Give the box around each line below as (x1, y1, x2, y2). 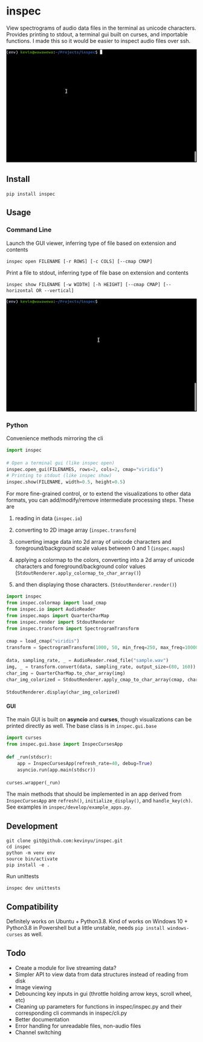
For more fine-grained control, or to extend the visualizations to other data (6, 490, 192, 498)
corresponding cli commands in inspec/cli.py (14, 1009, 127, 1017)
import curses (6, 735, 42, 741)
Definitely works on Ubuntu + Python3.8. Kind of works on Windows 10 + (6, 918, 188, 925)
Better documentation (14, 1015, 69, 1023)
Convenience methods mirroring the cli (6, 435, 104, 442)
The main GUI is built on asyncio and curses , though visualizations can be (6, 716, 192, 723)
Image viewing (14, 983, 52, 990)
